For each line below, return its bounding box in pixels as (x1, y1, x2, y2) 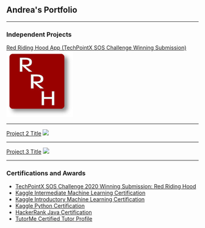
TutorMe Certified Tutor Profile (15, 215, 93, 223)
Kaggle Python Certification (15, 202, 85, 210)
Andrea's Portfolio (6, 5, 77, 15)
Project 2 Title (6, 130, 41, 137)
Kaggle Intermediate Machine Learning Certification (15, 189, 146, 197)
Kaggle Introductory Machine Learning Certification (15, 196, 145, 203)
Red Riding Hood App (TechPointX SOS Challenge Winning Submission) (6, 44, 187, 51)
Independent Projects (6, 30, 72, 38)
